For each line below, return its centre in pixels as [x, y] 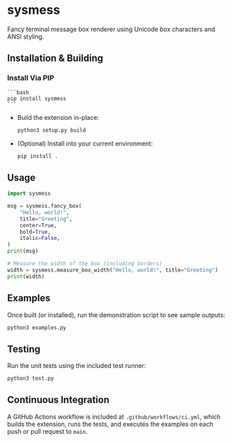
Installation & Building [55, 59]
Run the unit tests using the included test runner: [77, 366]
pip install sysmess [37, 98]
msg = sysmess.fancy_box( [44, 206]
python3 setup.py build [52, 130]
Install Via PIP [31, 78]
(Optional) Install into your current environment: [85, 143]
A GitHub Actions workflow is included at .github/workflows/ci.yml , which [114, 416]
